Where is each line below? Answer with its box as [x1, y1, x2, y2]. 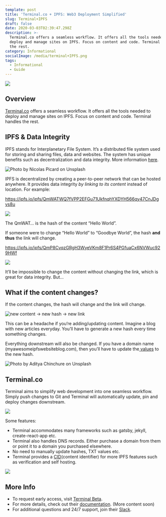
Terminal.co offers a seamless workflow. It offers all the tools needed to [5, 108, 151, 114]
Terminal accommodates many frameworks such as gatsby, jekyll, [12, 427, 147, 434]
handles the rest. [5, 118, 40, 124]
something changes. [5, 331, 47, 337]
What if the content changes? [5, 288, 99, 297]
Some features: [5, 418, 37, 424]
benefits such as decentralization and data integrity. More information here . [5, 157, 159, 163]
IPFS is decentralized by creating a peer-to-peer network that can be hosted [5, 175, 161, 181]
